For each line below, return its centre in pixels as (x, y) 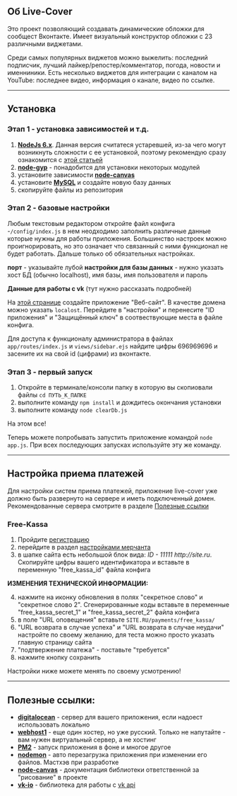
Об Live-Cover (40, 12)
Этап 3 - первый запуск (50, 372)
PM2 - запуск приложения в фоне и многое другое (94, 747)
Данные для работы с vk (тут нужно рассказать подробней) (99, 288)
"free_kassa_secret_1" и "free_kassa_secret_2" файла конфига (108, 613)
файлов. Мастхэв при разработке (68, 762)
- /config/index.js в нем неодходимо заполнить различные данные (109, 231)
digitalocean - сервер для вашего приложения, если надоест (110, 717)
